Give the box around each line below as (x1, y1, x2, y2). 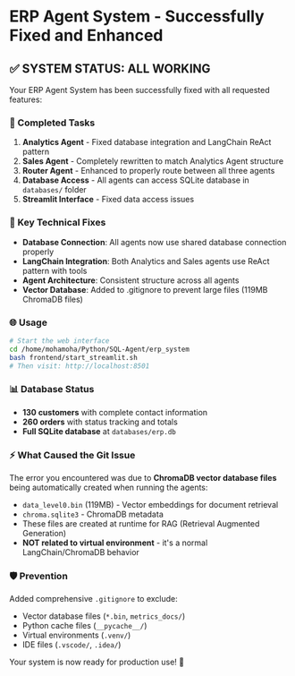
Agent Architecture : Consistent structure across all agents (21, 275, 240, 286)
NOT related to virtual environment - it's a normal (21, 537, 208, 548)
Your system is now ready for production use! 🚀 (9, 656, 185, 668)
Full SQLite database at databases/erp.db (21, 425, 176, 436)
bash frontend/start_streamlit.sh (9, 353, 139, 362)
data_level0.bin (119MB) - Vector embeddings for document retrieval (21, 499, 279, 509)
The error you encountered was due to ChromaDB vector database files (9, 472, 277, 483)
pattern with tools (21, 265, 88, 276)
